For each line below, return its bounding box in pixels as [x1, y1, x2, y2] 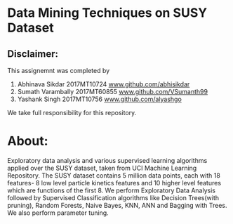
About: [7, 133, 48, 149]
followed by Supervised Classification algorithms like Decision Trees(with [7, 193, 220, 202]
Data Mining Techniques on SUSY [7, 5, 208, 21]
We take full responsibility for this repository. [7, 109, 137, 117]
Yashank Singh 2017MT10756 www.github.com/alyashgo [17, 95, 182, 103]
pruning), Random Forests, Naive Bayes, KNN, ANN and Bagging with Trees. [7, 201, 227, 209]
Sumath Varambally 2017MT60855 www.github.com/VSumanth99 [17, 88, 208, 95]
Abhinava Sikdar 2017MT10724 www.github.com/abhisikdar [17, 80, 190, 88]
